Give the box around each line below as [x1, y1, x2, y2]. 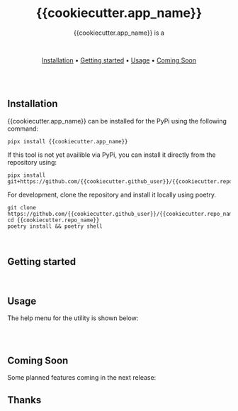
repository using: [7, 158, 57, 166]
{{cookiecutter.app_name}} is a [73, 28, 165, 37]
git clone [7, 204, 37, 211]
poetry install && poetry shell [7, 222, 103, 230]
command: [7, 124, 39, 133]
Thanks [7, 394, 42, 406]
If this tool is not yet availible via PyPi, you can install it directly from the [7, 150, 216, 159]
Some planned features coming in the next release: [7, 373, 157, 382]
